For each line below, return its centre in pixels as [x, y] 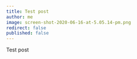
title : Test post [28, 11]
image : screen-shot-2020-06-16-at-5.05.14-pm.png [69, 22]
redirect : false [26, 28]
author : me [20, 17]
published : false [28, 33]
